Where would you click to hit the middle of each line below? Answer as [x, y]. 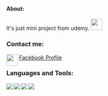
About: [15, 9]
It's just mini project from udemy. [48, 28]
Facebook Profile [41, 57]
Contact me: [25, 44]
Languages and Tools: [40, 73]
